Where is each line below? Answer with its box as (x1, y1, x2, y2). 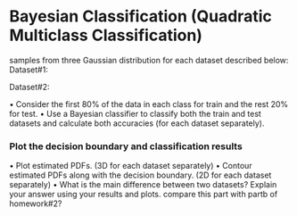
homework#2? (9, 198, 62, 209)
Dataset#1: (9, 64, 49, 75)
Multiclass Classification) (9, 25, 203, 46)
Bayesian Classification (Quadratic (9, 6, 272, 27)
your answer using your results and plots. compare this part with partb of (9, 189, 278, 200)
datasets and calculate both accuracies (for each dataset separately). (9, 118, 265, 129)
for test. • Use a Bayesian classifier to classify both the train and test (9, 108, 261, 119)
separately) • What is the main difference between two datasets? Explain (9, 179, 277, 190)
